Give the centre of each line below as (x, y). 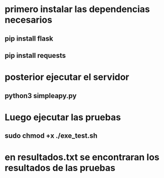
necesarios (29, 20)
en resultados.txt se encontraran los (82, 157)
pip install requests (35, 56)
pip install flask (29, 38)
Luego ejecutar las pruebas (63, 117)
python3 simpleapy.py (41, 96)
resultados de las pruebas (60, 168)
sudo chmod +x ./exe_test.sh (51, 136)
